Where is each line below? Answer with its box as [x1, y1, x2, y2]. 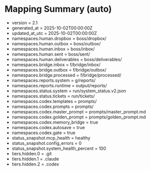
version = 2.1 [11, 20, 38, 26]
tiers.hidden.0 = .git [11, 150, 52, 156]
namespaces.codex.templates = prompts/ [11, 98, 97, 104]
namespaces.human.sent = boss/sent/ [11, 51, 90, 57]
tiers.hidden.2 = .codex [11, 161, 60, 167]
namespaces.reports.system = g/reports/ [11, 77, 96, 83]
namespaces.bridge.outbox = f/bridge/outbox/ [11, 67, 107, 72]
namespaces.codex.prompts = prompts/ [11, 103, 94, 109]
